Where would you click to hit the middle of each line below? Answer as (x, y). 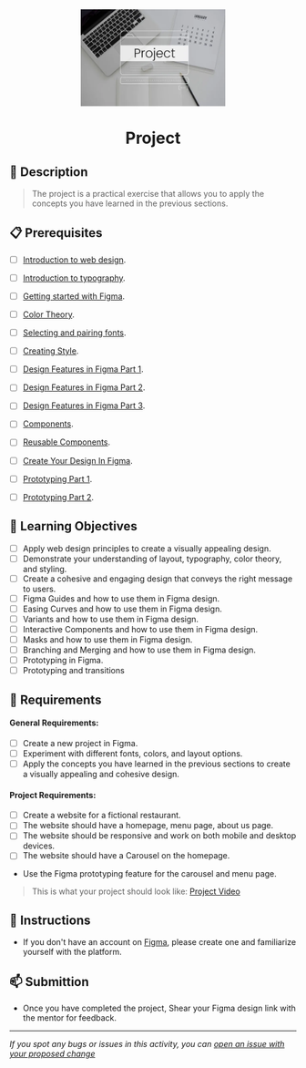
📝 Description (49, 172)
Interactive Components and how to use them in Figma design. (140, 629)
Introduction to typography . (74, 278)
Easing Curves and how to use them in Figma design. (122, 609)
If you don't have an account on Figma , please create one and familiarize (159, 942)
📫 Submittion (49, 982)
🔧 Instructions (50, 920)
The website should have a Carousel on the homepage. (126, 856)
